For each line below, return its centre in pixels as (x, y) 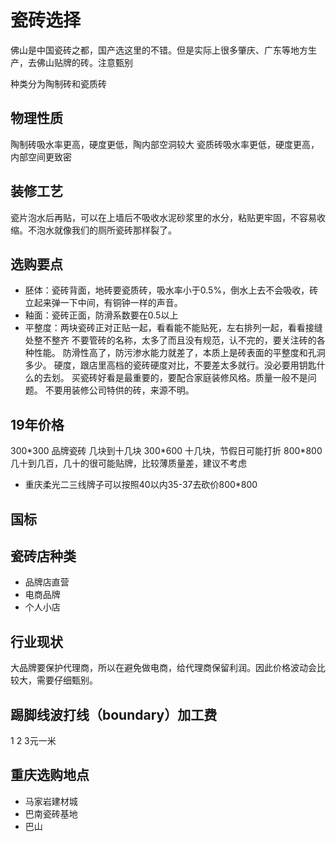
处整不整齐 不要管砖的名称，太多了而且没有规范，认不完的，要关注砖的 (170, 340)
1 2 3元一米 (33, 741)
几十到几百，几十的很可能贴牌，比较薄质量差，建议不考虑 (128, 463)
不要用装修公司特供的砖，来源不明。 (119, 390)
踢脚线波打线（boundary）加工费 (114, 714)
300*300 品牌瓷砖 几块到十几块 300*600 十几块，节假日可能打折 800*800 (166, 451)
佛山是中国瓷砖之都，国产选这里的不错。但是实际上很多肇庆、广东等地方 (159, 50)
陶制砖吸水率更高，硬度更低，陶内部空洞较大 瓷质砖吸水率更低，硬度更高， (165, 144)
